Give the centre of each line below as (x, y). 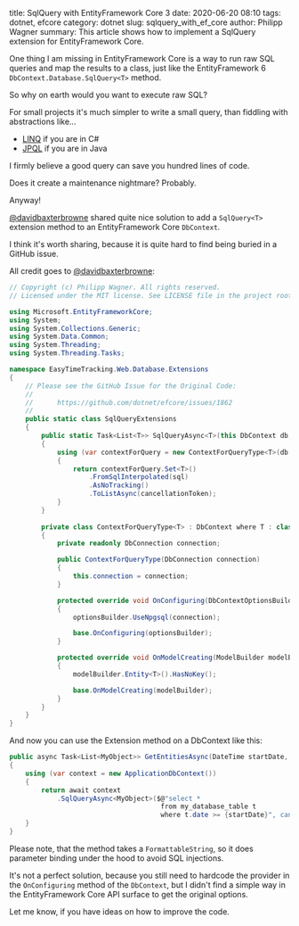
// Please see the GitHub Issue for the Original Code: (131, 386)
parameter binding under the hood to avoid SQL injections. (117, 858)
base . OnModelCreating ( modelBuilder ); (143, 690)
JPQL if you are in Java (65, 148)
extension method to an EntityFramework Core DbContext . (115, 227)
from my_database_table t (208, 806)
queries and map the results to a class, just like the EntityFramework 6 (138, 68)
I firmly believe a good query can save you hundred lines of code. (129, 165)
